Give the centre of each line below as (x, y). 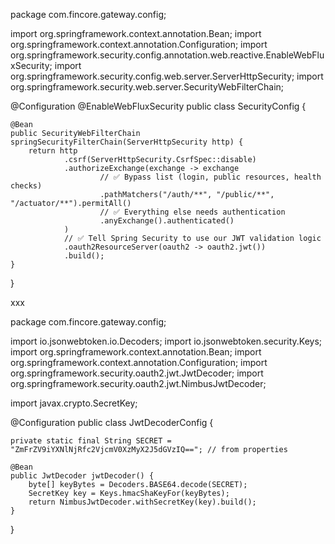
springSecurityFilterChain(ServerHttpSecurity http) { (127, 142)
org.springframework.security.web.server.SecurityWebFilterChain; (147, 87)
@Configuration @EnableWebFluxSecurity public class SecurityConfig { (158, 106)
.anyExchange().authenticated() (167, 221)
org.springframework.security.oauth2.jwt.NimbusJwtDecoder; (138, 383)
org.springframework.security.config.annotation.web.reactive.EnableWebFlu (167, 55)
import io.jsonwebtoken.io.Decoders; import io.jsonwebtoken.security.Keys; (166, 341)
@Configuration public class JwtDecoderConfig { (112, 422)
